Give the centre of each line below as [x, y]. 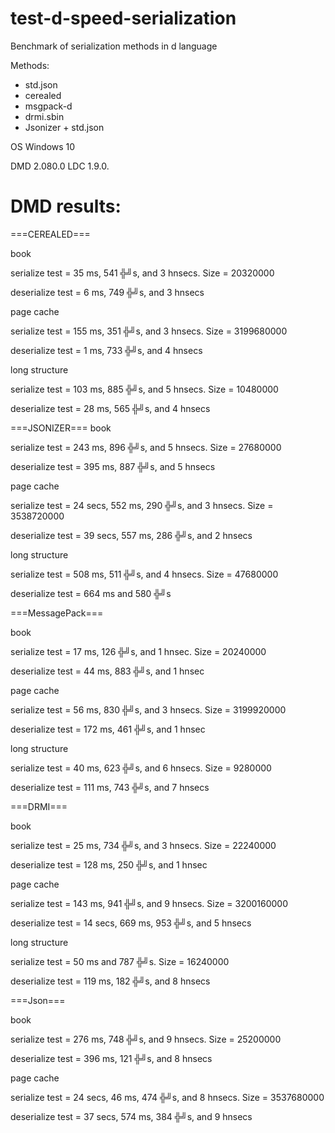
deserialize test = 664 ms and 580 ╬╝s [91, 593]
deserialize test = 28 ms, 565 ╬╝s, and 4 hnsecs [110, 408]
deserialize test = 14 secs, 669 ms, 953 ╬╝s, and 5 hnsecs [131, 923]
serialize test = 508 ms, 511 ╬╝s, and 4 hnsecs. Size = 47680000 [144, 574]
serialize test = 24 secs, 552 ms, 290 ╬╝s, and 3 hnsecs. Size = [142, 505]
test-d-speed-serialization [123, 18]
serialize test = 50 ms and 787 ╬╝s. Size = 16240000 [120, 961]
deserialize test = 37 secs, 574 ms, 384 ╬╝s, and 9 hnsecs [131, 1116]
